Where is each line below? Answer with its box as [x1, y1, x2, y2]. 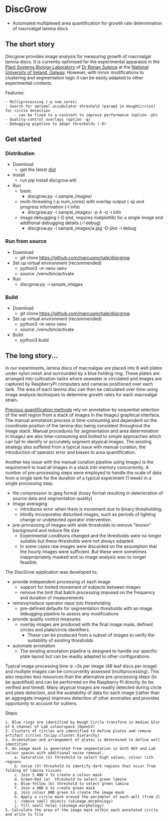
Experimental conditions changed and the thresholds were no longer [20, 533, 162, 539]
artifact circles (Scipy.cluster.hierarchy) [5, 733, 100, 738]
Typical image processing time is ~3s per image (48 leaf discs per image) [5, 663, 157, 669]
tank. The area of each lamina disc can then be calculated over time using [5, 386, 158, 392]
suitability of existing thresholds [27, 637, 94, 643]
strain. [5, 397, 19, 403]
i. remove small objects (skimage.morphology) [14, 798, 113, 803]
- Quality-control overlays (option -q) [5, 117, 91, 122]
